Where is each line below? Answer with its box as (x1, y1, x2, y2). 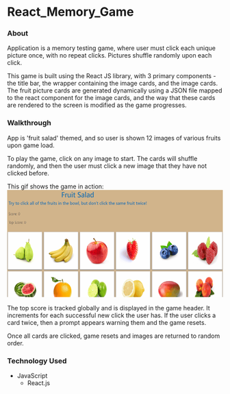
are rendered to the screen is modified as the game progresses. (7, 101, 187, 110)
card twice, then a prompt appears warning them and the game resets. (7, 318, 207, 326)
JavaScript (16, 371, 48, 380)
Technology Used (7, 356, 67, 365)
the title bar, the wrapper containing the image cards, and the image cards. (7, 79, 218, 88)
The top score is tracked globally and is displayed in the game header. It (7, 304, 210, 312)
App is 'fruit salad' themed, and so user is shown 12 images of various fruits (7, 134, 221, 142)
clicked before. (7, 169, 49, 177)
